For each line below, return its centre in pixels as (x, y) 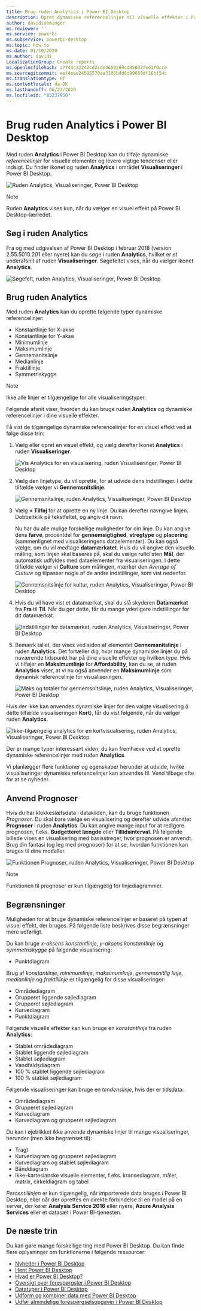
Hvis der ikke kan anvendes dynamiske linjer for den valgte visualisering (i (97, 706)
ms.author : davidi (29, 56)
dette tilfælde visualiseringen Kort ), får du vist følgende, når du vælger (93, 713)
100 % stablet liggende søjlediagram (60, 1071)
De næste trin (32, 1231)
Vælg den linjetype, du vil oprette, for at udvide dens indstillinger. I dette (103, 481)
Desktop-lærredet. (29, 215)
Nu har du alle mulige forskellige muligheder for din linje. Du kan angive (103, 528)
